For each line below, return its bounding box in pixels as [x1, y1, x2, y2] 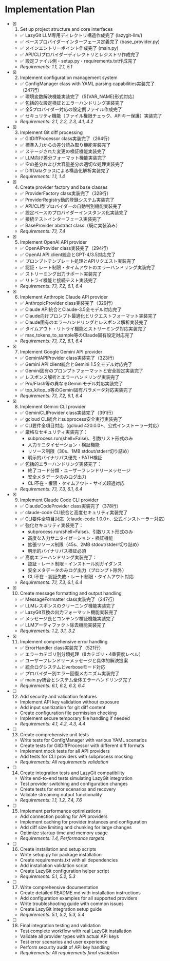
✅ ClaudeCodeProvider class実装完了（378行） [20, 503, 121, 509]
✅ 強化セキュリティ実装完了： [20, 522, 84, 528]
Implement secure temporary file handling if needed [20, 715, 130, 721]
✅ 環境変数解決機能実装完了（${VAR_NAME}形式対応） [20, 93, 137, 100]
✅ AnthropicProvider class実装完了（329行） [20, 300, 116, 306]
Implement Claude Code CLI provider [20, 497, 99, 503]
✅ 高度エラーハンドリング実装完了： [20, 554, 98, 560]
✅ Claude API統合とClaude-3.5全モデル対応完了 [20, 306, 122, 312]
